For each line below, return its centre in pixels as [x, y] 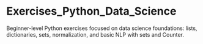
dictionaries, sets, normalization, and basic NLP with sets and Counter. [95, 34]
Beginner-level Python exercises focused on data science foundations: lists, [102, 28]
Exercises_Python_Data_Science [91, 11]
